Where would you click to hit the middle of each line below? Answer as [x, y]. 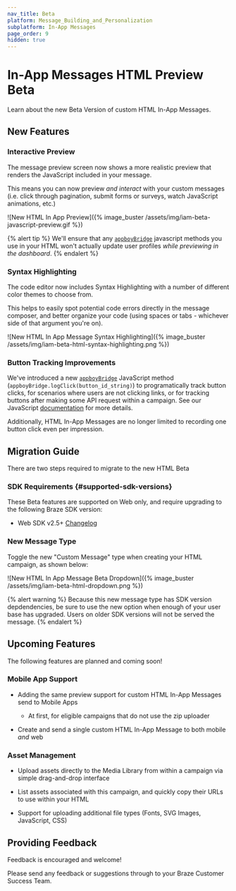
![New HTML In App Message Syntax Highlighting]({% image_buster [106, 337]
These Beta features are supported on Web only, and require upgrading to [114, 502]
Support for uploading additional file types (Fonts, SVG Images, [109, 813]
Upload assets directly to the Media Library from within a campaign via [120, 771]
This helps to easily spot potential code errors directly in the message [108, 309]
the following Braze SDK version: [55, 510]
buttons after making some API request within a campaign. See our [105, 400]
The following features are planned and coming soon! [85, 661]
